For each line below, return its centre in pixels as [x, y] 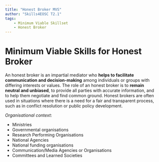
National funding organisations [43, 145]
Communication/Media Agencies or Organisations [62, 150]
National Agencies [30, 140]
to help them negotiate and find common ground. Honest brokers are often [79, 96]
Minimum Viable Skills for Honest [73, 52]
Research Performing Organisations [48, 135]
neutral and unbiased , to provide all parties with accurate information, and [79, 90]
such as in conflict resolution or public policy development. [64, 106]
